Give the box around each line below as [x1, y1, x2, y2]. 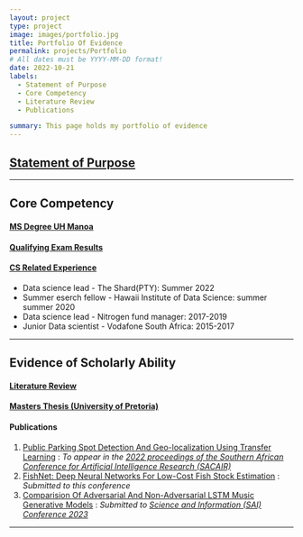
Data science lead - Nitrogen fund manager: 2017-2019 [22, 311, 228, 322]
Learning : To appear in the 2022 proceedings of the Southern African [22, 451, 284, 462]
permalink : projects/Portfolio [9, 47, 127, 56]
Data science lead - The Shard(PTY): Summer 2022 [22, 282, 215, 293]
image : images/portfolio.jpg [9, 30, 119, 39]
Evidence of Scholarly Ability [9, 355, 177, 370]
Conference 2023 [22, 508, 88, 519]
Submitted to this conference [22, 479, 131, 491]
